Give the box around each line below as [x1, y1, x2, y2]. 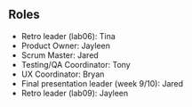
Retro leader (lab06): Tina [20, 30, 116, 41]
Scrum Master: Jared [20, 49, 99, 61]
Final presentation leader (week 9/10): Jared [20, 78, 184, 88]
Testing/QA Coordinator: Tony [20, 59, 131, 70]
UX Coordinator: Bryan [20, 69, 105, 79]
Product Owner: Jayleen [20, 40, 110, 51]
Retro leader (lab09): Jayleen [20, 87, 129, 98]
